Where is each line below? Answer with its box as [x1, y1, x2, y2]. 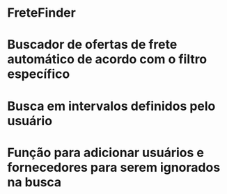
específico [7, 66, 70, 82]
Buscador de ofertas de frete [7, 37, 178, 53]
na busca [7, 174, 62, 190]
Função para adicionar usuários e [7, 145, 204, 161]
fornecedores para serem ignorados [7, 159, 221, 175]
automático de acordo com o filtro [7, 51, 208, 67]
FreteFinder [7, 5, 77, 21]
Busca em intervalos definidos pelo [7, 98, 216, 114]
